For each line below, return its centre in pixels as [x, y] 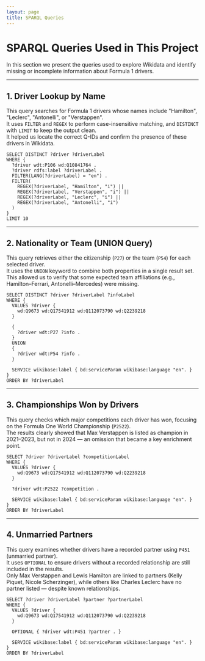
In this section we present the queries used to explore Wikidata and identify [101, 65]
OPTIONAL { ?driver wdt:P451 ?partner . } [67, 632]
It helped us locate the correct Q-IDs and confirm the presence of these [97, 137]
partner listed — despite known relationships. [63, 588]
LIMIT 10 [17, 219]
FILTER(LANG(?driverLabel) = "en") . [60, 176]
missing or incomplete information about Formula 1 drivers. [80, 71]
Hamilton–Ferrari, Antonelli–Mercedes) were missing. [73, 284]
